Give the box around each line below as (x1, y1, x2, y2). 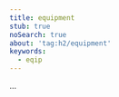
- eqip (17, 55, 43, 64)
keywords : (9, 47, 47, 56)
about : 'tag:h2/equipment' (9, 38, 112, 48)
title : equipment (9, 13, 75, 23)
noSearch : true (9, 30, 67, 39)
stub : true (9, 22, 51, 31)
